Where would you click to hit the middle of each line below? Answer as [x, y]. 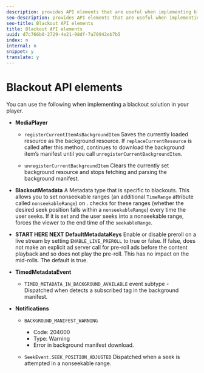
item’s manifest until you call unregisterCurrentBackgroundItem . [103, 153]
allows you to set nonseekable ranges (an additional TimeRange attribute [104, 197]
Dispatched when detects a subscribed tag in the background [101, 290]
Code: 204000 [52, 332]
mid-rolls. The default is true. [51, 260]
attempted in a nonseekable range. [68, 363]
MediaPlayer [31, 122]
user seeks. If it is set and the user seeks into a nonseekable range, [99, 216]
